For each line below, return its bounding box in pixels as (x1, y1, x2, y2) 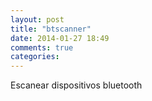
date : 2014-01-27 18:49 (10, 33, 110, 43)
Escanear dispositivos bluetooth (10, 79, 143, 91)
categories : (10, 52, 60, 62)
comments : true (10, 42, 74, 53)
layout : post (10, 14, 65, 25)
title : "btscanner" (10, 24, 92, 34)
